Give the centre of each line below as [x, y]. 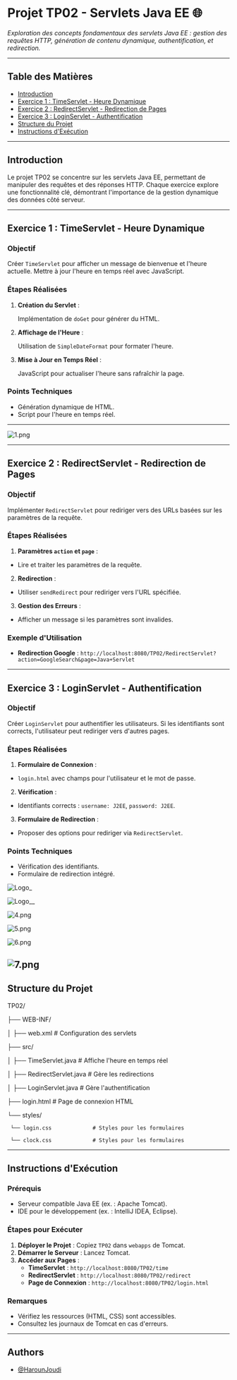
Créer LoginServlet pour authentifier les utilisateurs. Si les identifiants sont [116, 723]
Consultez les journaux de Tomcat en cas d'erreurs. [93, 1324]
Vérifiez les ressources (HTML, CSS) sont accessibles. [97, 1316]
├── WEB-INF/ [29, 1019]
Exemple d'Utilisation [45, 638]
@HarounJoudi [39, 1369]
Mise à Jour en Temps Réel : [60, 359]
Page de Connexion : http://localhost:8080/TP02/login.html [119, 1283]
